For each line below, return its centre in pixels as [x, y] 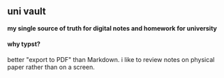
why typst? [24, 44]
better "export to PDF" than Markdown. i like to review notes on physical [111, 60]
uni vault [27, 11]
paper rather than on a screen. [51, 67]
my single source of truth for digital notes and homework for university [112, 28]
